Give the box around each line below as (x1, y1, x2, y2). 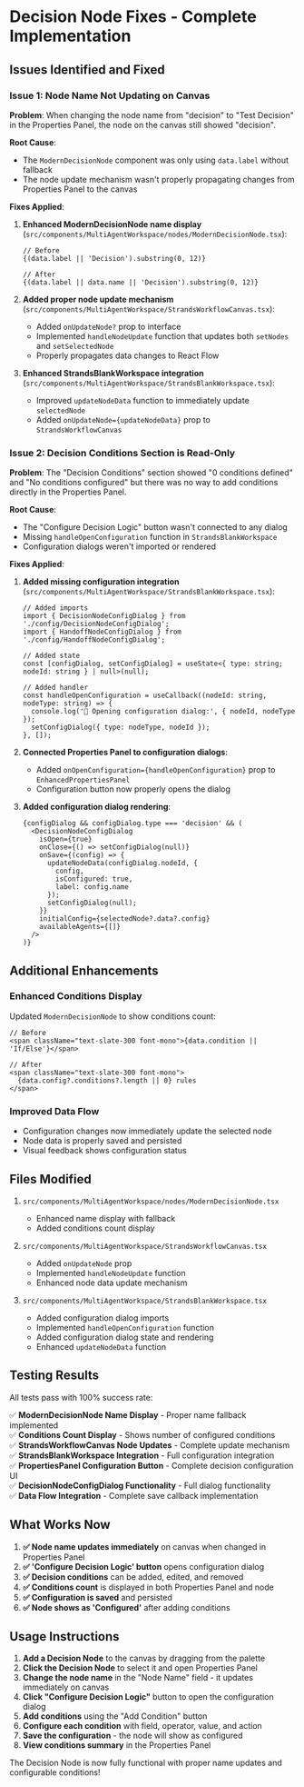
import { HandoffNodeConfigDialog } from (22, 627, 181, 637)
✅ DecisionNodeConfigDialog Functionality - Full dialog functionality (9, 1480, 271, 1491)
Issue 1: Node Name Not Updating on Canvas (9, 89, 211, 102)
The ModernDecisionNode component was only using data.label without (22, 155, 289, 165)
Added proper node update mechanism (22, 294, 174, 304)
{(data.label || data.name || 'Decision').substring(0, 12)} (22, 277, 260, 287)
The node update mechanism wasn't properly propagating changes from (22, 174, 295, 185)
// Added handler (22, 684, 89, 693)
